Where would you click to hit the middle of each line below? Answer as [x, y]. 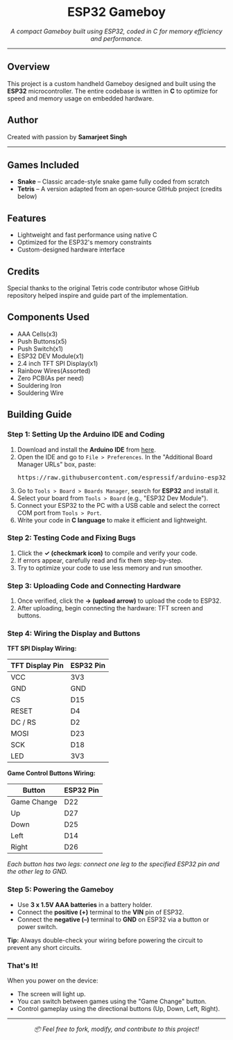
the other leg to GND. [37, 872]
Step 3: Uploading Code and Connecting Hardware [94, 585]
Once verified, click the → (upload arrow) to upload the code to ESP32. [119, 601]
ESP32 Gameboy [116, 12]
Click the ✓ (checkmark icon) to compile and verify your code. [107, 553]
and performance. [116, 38]
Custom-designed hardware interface [71, 249]
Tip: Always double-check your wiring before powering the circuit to [105, 940]
